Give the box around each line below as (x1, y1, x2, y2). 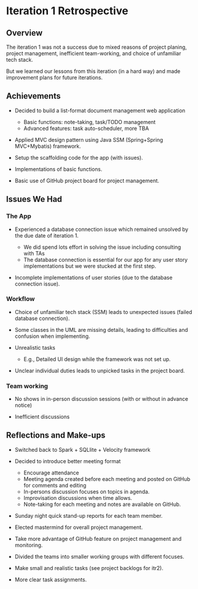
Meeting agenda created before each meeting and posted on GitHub (23, 475, 191, 482)
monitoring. (14, 541, 43, 549)
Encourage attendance (23, 469, 79, 476)
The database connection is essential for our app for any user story (23, 256, 188, 263)
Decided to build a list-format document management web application (14, 107, 186, 114)
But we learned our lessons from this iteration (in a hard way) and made (6, 68, 181, 75)
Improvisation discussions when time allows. (23, 494, 132, 501)
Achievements (6, 91, 61, 102)
